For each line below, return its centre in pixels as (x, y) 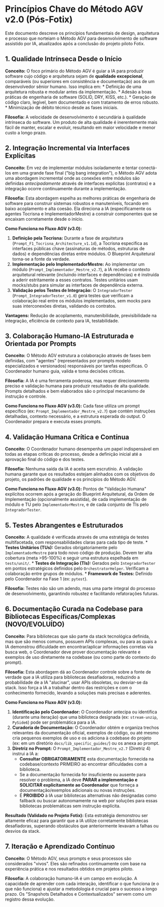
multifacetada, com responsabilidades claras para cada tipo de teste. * (76, 542)
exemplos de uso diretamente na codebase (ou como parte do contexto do (81, 657)
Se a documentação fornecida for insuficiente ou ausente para (82, 774)
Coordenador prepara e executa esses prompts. (53, 422)
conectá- (148, 168)
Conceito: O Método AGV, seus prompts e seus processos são (68, 858)
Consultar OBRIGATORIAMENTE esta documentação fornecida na (87, 759)
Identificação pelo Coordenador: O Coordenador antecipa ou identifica (85, 712)
